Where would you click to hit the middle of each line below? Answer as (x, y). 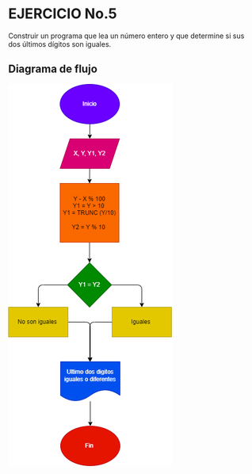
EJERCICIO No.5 (63, 14)
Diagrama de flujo (53, 69)
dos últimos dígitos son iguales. (60, 44)
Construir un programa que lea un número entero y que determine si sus (126, 36)
